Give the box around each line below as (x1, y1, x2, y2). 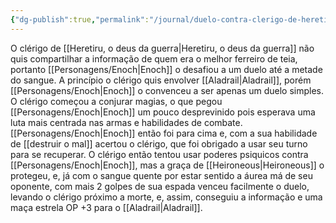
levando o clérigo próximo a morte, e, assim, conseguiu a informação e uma (10, 191, 323, 203)
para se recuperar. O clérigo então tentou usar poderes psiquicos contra (10, 148, 309, 160)
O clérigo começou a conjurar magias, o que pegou (10, 95, 223, 107)
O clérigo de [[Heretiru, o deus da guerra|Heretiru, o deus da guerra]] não (10, 42, 315, 54)
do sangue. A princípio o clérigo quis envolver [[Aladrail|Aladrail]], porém (10, 74, 312, 86)
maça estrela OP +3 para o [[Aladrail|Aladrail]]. (10, 201, 203, 213)
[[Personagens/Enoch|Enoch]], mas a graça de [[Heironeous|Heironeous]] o (10, 159, 325, 171)
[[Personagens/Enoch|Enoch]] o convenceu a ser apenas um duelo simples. (10, 84, 325, 96)
